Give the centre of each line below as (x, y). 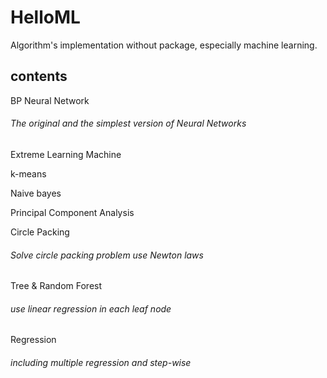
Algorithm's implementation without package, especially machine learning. (164, 45)
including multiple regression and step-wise (101, 362)
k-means (28, 173)
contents (39, 76)
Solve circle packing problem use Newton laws (107, 255)
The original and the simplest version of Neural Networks (128, 123)
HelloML (45, 17)
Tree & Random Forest (56, 286)
